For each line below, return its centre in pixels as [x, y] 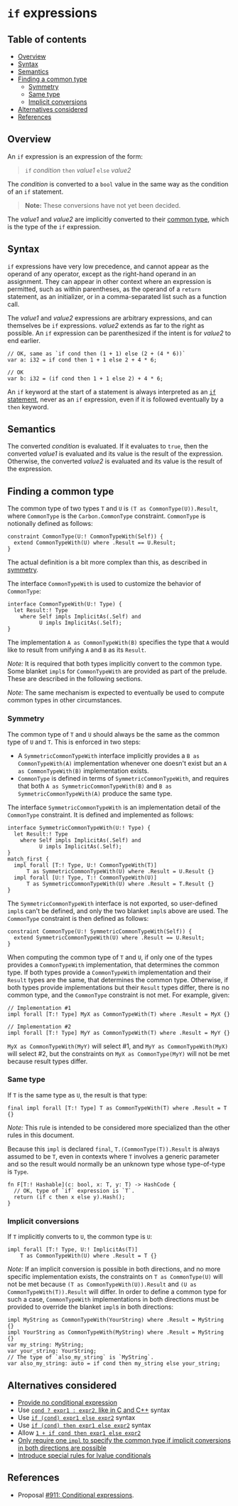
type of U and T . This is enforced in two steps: [74, 742]
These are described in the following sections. [75, 679]
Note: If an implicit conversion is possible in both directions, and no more [114, 1269]
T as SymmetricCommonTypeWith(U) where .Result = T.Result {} [120, 884]
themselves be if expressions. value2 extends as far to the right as [106, 325]
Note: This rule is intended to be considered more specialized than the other [119, 1127]
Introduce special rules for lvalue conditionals [84, 1455]
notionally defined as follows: [50, 524]
